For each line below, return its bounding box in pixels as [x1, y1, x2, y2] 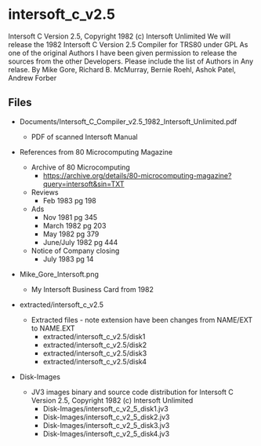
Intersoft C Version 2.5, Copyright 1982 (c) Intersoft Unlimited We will [8, 31, 231, 41]
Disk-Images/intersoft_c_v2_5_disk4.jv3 [42, 429, 170, 438]
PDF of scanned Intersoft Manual [31, 132, 139, 141]
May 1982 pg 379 [42, 229, 100, 239]
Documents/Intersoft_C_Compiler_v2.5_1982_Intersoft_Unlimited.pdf [19, 116, 237, 126]
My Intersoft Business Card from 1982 [31, 284, 154, 294]
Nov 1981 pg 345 [42, 212, 98, 221]
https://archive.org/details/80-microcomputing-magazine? [42, 170, 232, 180]
